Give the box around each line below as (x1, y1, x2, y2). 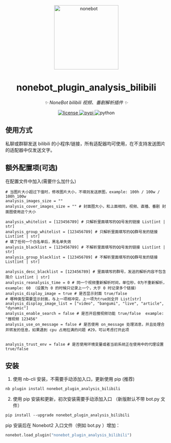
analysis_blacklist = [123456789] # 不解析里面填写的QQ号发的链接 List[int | (5, 244, 166, 250)
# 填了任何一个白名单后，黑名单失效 (5, 239, 71, 244)
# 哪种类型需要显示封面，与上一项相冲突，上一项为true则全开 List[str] (5, 296, 142, 302)
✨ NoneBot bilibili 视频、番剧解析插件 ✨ (44, 99, 128, 105)
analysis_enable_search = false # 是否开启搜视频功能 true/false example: (5, 311, 164, 316)
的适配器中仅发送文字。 (5, 147, 55, 153)
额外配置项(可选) (5, 164, 58, 172)
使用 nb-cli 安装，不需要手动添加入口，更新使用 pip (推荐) (12, 376, 135, 382)
